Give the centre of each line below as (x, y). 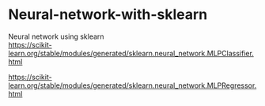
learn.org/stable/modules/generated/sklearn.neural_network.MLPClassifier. (131, 53)
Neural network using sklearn (56, 36)
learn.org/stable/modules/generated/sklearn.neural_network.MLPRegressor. (132, 85)
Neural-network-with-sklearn (108, 15)
